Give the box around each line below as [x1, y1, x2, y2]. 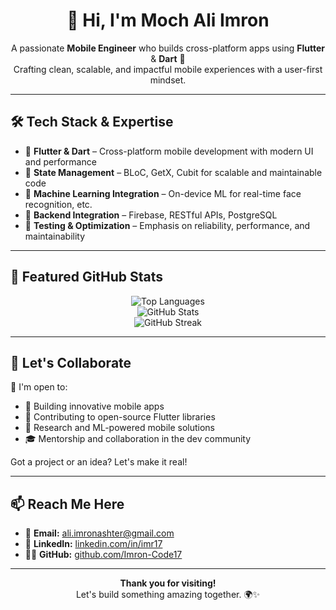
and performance [24, 155, 97, 168]
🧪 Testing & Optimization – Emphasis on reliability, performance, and [24, 219, 311, 231]
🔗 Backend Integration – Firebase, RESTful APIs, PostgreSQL [24, 209, 278, 221]
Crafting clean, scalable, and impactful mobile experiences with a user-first [13, 63, 323, 75]
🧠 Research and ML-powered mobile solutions [24, 422, 216, 434]
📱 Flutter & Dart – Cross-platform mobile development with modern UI [24, 145, 314, 157]
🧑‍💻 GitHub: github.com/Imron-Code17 [24, 549, 183, 561]
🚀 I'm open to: [10, 381, 68, 393]
